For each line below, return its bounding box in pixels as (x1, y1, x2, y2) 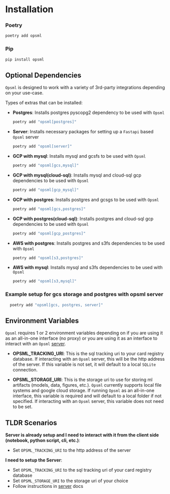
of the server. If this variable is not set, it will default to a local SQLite (12, 361, 156, 367)
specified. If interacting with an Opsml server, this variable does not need (12, 398, 164, 404)
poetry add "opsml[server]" (12, 144, 72, 149)
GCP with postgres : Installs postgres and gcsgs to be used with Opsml (12, 196, 159, 202)
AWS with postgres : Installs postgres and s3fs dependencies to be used (12, 240, 165, 246)
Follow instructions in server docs (12, 483, 84, 489)
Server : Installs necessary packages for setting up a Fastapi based (12, 129, 154, 135)
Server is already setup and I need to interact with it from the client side (5, 432, 159, 438)
